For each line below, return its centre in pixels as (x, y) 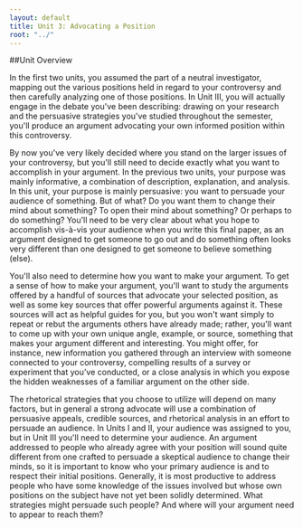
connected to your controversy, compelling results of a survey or (130, 363)
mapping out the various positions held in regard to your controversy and (146, 88)
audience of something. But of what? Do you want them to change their (142, 201)
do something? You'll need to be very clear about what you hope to (134, 220)
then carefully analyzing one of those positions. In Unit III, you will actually (147, 97)
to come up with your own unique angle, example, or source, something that (151, 334)
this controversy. (41, 136)
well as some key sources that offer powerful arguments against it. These (146, 305)
